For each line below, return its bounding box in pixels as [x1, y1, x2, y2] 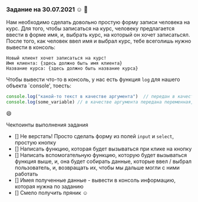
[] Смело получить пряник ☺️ [14, 189, 88, 197]
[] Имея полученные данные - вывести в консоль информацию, [14, 177, 176, 184]
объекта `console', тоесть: [6, 82, 72, 89]
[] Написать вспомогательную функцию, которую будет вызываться [14, 152, 187, 159]
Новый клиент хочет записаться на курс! [6, 56, 107, 61]
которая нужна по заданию [14, 183, 84, 190]
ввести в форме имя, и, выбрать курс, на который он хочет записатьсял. [6, 31, 190, 38]
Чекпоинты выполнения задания [6, 121, 88, 129]
